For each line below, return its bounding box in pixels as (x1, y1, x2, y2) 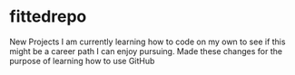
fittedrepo (9, 6, 87, 27)
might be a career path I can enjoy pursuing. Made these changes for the (9, 45, 283, 56)
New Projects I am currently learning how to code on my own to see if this (9, 36, 286, 47)
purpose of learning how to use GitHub (9, 55, 155, 66)
